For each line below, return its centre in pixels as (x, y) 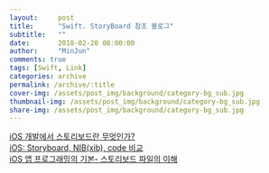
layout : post (42, 18)
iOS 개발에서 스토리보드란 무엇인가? (72, 137)
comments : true (38, 59)
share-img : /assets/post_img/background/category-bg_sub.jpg (127, 110)
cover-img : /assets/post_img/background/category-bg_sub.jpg (127, 93)
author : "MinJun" (50, 51)
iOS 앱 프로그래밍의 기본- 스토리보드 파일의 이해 (93, 159)
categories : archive (48, 77)
